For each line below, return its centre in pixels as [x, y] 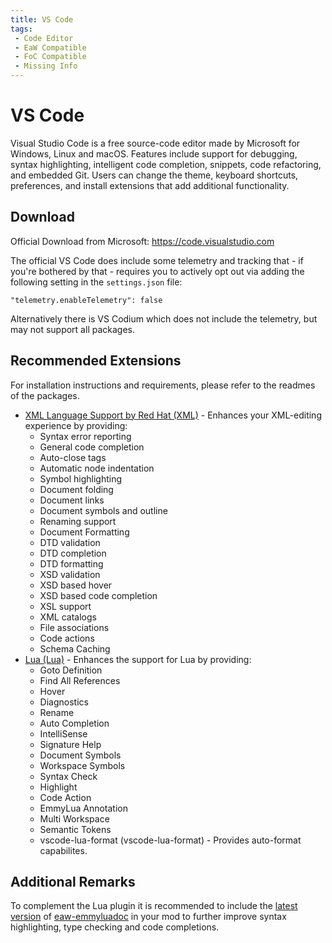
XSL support [65, 606]
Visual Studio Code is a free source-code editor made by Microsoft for [155, 143]
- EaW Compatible [50, 47]
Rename [57, 712]
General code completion [92, 447]
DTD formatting [71, 563]
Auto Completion [74, 723]
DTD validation [70, 542]
